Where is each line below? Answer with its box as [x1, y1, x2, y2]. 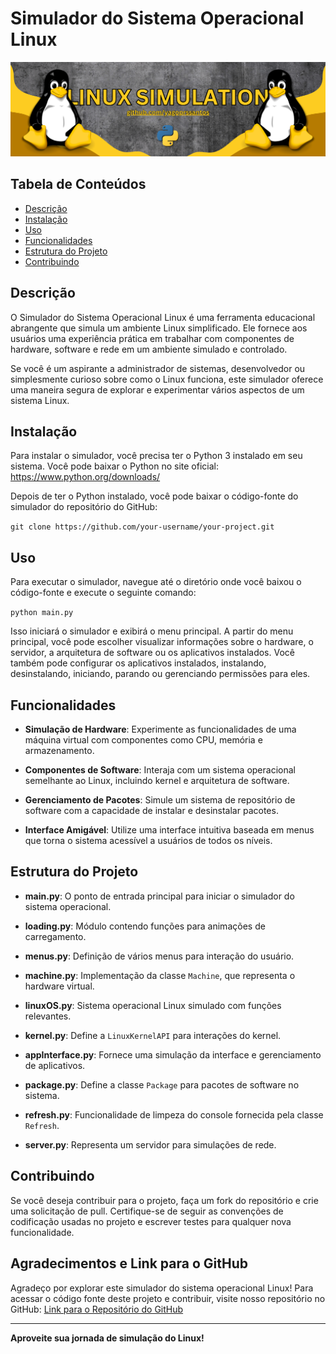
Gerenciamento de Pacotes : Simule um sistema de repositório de [24, 794, 296, 806]
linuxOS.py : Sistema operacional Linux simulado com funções [24, 999, 282, 1011]
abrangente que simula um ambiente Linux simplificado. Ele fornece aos [10, 322, 308, 334]
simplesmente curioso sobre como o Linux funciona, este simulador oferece [10, 373, 324, 385]
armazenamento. [24, 745, 95, 757]
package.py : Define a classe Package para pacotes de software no [24, 1078, 300, 1091]
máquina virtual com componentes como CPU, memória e [24, 734, 263, 746]
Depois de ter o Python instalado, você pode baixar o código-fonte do [10, 490, 299, 502]
